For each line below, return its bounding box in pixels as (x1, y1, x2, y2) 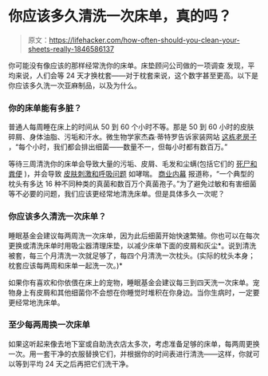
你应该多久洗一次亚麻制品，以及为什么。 (8, 81, 141, 90)
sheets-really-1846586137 (27, 44, 114, 53)
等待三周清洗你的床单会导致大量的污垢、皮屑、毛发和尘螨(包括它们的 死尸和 (8, 159, 258, 168)
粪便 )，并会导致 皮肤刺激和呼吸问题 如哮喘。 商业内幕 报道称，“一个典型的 (8, 169, 254, 179)
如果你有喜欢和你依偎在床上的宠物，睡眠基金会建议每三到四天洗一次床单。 (8, 277, 253, 287)
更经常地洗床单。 (8, 297, 65, 307)
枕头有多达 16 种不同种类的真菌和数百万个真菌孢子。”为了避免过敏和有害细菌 (8, 179, 257, 188)
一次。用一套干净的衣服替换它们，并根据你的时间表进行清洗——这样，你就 (8, 349, 253, 358)
